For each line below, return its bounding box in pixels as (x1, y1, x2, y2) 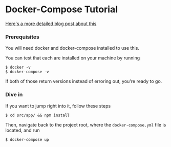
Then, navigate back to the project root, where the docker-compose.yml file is (5, 121, 166, 128)
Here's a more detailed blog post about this (5, 20, 97, 27)
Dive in (5, 91, 23, 98)
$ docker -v (5, 65, 31, 70)
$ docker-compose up (5, 137, 50, 142)
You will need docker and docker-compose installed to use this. (5, 45, 140, 51)
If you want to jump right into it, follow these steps (5, 102, 111, 109)
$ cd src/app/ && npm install (5, 113, 70, 118)
